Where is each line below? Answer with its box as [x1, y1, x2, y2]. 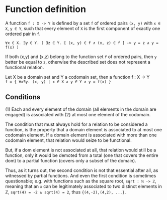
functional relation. [5, 64, 44, 70]
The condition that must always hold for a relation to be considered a [5, 121, 148, 127]
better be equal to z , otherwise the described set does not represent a [5, 59, 151, 65]
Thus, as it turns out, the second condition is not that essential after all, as [5, 167, 158, 173]
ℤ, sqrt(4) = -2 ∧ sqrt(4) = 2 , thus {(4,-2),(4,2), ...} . [5, 189, 126, 195]
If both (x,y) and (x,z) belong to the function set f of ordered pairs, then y [5, 54, 157, 60]
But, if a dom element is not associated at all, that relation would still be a [5, 147, 156, 153]
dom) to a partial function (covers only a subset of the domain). [5, 157, 137, 163]
